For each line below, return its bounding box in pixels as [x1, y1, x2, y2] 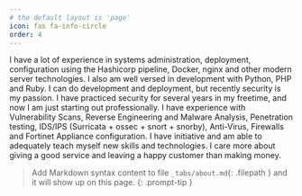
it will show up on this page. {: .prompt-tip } [31, 177, 193, 188]
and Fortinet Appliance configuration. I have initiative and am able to [9, 131, 263, 142]
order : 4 [9, 30, 42, 39]
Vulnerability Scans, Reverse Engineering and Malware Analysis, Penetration [9, 111, 294, 122]
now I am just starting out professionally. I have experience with [9, 102, 246, 113]
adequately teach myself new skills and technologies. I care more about [9, 140, 276, 151]
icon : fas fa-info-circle [9, 22, 106, 31]
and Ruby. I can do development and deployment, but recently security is [9, 83, 281, 94]
